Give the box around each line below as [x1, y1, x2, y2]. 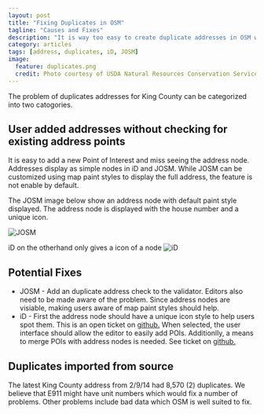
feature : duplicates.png [15, 63, 97, 71]
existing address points [8, 135, 126, 148]
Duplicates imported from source [8, 359, 174, 373]
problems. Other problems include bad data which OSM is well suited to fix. [8, 398, 252, 407]
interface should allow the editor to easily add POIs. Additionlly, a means [19, 328, 254, 338]
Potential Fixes [8, 266, 82, 279]
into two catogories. [8, 100, 73, 109]
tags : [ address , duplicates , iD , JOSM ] [8, 48, 139, 56]
